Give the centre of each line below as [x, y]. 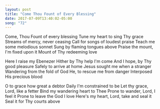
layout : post [18, 9]
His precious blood [24, 77]
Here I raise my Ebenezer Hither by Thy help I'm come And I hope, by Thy [78, 61]
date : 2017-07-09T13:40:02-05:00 [39, 18]
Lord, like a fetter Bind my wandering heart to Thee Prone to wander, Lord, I [80, 91]
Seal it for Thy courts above [33, 101]
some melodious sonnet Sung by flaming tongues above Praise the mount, [79, 47]
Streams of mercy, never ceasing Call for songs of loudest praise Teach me [80, 42]
